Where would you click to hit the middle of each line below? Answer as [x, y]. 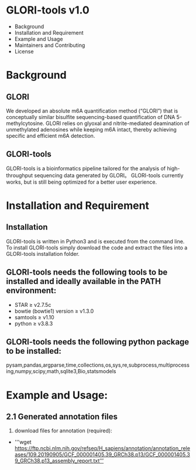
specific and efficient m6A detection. [51, 136]
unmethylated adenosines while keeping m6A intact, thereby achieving [91, 129]
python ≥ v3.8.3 [34, 323]
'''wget [23, 442]
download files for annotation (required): [63, 431]
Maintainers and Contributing [50, 45]
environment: [31, 291]
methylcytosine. [25, 123]
